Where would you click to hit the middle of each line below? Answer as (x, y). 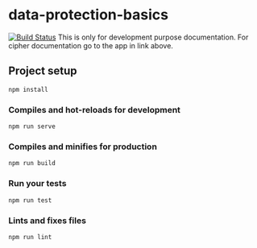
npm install (28, 89)
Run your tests (37, 184)
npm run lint (30, 237)
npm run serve (32, 126)
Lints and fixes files (48, 221)
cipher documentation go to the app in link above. (91, 45)
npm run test (30, 200)
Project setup (43, 71)
